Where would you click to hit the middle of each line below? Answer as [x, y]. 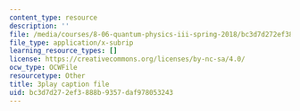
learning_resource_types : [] [63, 51]
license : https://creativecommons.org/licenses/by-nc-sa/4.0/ [127, 59]
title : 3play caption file [59, 84]
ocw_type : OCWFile [43, 68]
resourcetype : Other [48, 76]
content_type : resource [54, 17]
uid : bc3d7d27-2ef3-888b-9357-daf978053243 [92, 92]
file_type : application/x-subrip [71, 43]
